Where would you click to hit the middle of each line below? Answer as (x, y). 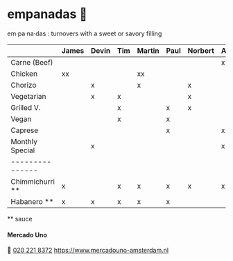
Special (23, 150)
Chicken (24, 74)
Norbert (201, 50)
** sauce (20, 219)
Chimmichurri (33, 182)
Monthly (24, 141)
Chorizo (24, 85)
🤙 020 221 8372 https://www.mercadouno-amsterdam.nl (88, 251)
